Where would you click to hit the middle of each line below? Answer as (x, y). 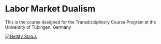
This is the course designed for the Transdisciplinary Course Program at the (80, 22)
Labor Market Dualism (50, 9)
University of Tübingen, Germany (38, 27)
